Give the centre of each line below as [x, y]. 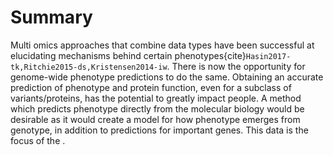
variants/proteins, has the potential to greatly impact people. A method [156, 98]
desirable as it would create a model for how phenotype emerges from [155, 119]
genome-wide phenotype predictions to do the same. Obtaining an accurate [167, 77]
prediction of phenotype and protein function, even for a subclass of [151, 87]
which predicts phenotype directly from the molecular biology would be [157, 108]
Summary [51, 17]
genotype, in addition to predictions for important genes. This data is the [159, 130]
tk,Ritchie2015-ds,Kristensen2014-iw [89, 67]
